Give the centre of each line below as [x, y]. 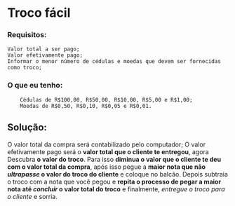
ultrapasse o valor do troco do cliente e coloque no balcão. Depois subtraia [117, 174]
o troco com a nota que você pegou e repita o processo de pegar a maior [114, 181]
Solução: [27, 128]
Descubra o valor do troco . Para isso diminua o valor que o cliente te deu [114, 159]
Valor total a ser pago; [43, 49]
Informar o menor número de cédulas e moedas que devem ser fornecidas [114, 62]
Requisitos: [27, 35]
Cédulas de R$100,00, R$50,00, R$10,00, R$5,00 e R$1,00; [106, 99]
